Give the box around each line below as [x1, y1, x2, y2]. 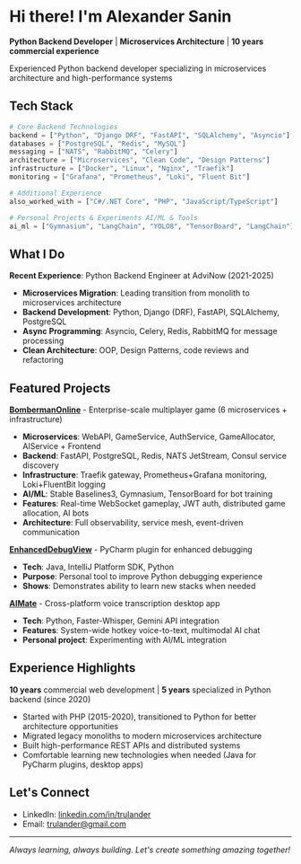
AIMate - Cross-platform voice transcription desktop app [9, 598, 220, 608]
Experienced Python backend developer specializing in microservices [9, 63, 267, 74]
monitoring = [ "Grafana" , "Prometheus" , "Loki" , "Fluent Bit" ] [9, 172, 251, 181]
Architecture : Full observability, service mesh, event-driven [21, 517, 244, 527]
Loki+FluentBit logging [21, 479, 106, 489]
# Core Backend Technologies [9, 122, 118, 131]
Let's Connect [9, 785, 90, 800]
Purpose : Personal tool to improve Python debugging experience [21, 571, 262, 581]
